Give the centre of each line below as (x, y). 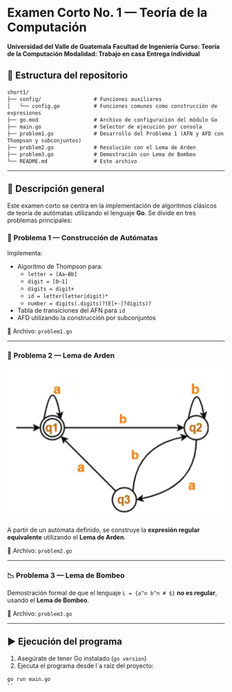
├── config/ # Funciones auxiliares (85, 99)
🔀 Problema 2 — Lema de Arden (61, 355)
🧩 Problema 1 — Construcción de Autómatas (83, 238)
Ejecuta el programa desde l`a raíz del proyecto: (85, 665)
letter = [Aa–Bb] (52, 274)
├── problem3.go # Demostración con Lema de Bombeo (101, 154)
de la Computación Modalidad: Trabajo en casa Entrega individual (104, 54)
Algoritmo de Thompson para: (60, 266)
